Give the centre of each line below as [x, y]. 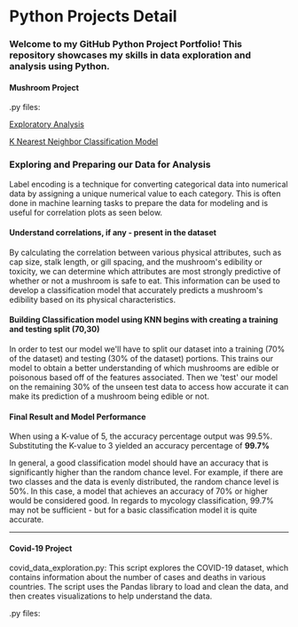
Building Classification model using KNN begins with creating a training [144, 320]
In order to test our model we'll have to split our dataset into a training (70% [147, 349]
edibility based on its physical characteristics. [92, 299]
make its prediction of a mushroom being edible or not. [110, 396]
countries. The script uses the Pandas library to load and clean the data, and [149, 587]
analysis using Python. [60, 67]
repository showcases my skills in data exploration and [130, 55]
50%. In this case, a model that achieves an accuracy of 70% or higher [139, 491]
